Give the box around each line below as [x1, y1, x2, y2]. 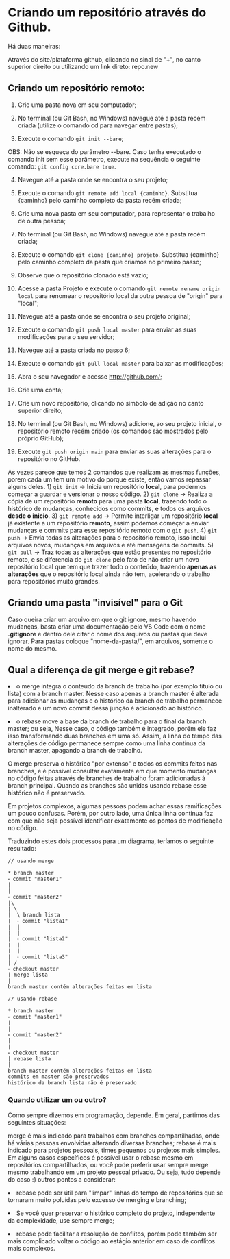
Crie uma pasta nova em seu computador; [17, 101, 137, 109]
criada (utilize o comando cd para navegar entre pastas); [17, 121, 179, 129]
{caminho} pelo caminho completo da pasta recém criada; [17, 196, 182, 204]
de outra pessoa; [17, 216, 66, 225]
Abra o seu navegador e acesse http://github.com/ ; [17, 372, 163, 381]
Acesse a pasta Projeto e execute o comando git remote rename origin [17, 284, 221, 292]
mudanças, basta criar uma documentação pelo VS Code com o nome [8, 622, 206, 631]
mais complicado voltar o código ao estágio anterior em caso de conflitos [8, 1236, 215, 1245]
